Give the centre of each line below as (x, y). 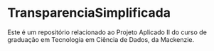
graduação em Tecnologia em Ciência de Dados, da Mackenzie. (101, 39)
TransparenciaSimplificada (89, 13)
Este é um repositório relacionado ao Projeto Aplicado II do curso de (107, 32)
